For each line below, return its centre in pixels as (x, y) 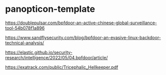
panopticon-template (50, 9)
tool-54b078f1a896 (25, 28)
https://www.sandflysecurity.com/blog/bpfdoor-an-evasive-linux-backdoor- (83, 37)
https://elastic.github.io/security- (39, 52)
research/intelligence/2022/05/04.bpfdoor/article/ (56, 57)
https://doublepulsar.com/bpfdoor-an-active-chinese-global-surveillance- (81, 23)
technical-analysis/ (25, 42)
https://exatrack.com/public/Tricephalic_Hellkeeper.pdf (62, 67)
